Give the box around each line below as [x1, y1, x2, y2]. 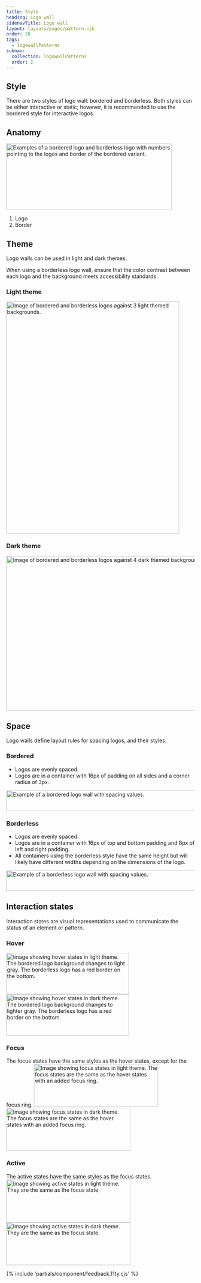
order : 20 [6, 31, 31, 37]
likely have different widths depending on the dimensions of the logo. [14, 858, 186, 865]
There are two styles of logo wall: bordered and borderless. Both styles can [6, 97, 193, 104]
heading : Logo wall [6, 14, 55, 20]
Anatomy [6, 127, 41, 137]
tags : [6, 37, 20, 43]
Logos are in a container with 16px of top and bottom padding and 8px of [14, 839, 195, 847]
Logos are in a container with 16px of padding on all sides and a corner [14, 772, 190, 779]
